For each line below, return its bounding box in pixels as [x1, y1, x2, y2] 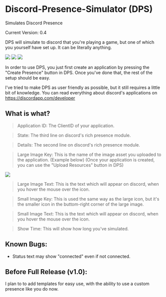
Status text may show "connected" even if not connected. [12, 253, 131, 259]
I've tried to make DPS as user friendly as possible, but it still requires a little [5, 84, 160, 90]
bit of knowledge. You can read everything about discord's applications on [5, 89, 158, 95]
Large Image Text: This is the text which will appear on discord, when [17, 181, 159, 187]
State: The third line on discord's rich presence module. [17, 132, 131, 138]
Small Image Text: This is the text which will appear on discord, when [17, 211, 159, 217]
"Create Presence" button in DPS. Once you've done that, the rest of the [5, 70, 153, 75]
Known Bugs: [5, 240, 48, 249]
